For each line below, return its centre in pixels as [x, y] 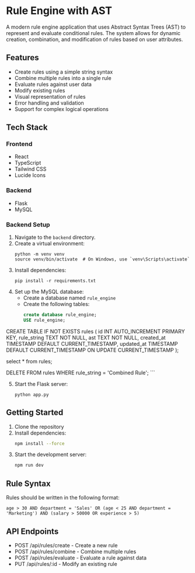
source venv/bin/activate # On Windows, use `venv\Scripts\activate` [102, 259]
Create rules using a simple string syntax [64, 72]
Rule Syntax [28, 483]
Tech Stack [27, 128]
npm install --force [39, 443]
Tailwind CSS [30, 169]
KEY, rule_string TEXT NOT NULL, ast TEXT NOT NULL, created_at [86, 338]
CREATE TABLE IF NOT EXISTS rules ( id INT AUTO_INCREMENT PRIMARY [95, 331]
